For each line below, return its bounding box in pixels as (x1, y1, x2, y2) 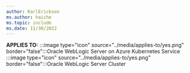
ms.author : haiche (6, 14, 52, 20)
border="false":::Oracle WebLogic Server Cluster (6, 61, 126, 68)
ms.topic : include (6, 20, 52, 26)
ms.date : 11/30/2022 (6, 25, 58, 31)
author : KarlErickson (6, 8, 60, 15)
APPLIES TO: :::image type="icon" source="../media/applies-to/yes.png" (6, 42, 184, 49)
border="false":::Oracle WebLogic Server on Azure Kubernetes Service (6, 48, 180, 55)
